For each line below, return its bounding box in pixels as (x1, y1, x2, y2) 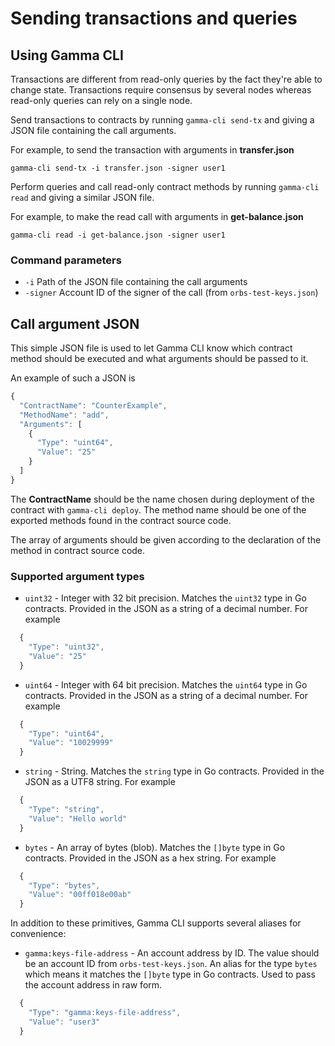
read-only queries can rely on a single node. (10, 95, 193, 106)
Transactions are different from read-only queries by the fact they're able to (10, 73, 323, 85)
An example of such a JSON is (10, 372, 136, 384)
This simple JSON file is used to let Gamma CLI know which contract (10, 342, 293, 354)
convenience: (10, 928, 67, 940)
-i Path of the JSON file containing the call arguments (24, 276, 248, 288)
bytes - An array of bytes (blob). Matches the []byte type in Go (24, 841, 286, 853)
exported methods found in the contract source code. (10, 514, 232, 526)
